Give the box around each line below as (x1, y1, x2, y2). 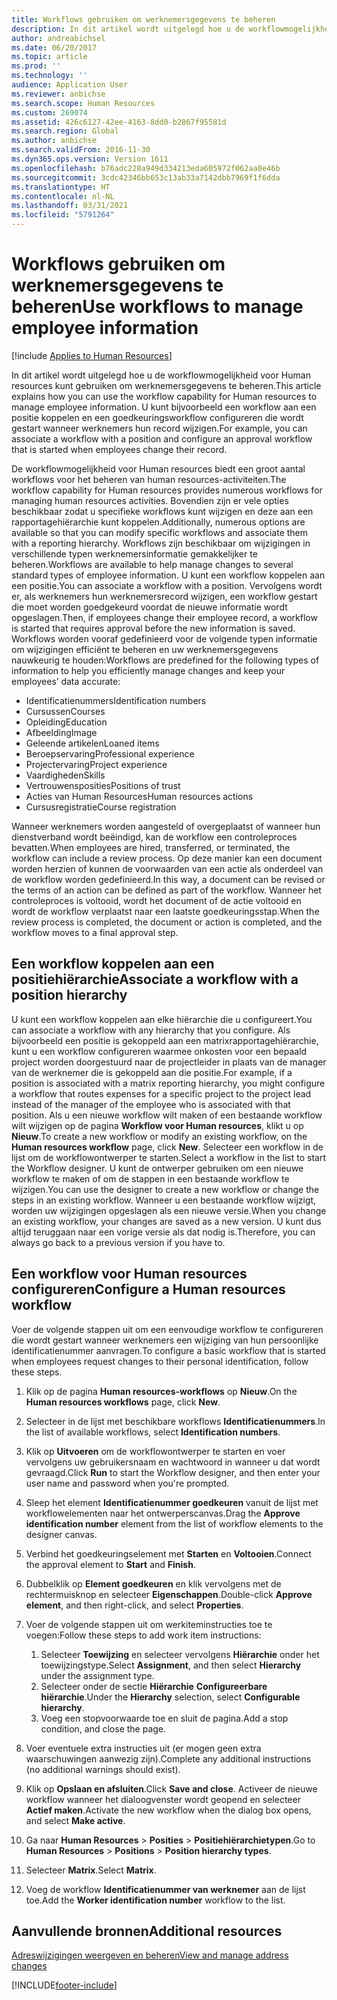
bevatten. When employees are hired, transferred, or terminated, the (11, 841, 291, 853)
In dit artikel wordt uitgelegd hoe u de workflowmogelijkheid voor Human (11, 369, 311, 381)
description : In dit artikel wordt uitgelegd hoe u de (11, 24, 245, 34)
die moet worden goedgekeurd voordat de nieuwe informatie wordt (11, 601, 288, 613)
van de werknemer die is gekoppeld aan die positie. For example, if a (11, 1066, 293, 1078)
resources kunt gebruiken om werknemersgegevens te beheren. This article (11, 379, 322, 391)
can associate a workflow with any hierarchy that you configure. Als (11, 1024, 291, 1036)
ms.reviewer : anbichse (11, 89, 106, 99)
